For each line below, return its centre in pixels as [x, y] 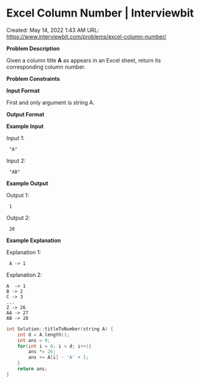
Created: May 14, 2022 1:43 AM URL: [53, 30]
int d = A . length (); [43, 335]
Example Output [28, 183]
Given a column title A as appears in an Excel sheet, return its [83, 60]
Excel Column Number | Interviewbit [100, 13]
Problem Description [33, 48]
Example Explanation [34, 240]
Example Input [25, 126]
